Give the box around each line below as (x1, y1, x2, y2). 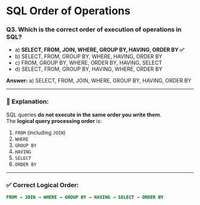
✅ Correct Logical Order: (6, 181, 79, 189)
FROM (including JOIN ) (14, 129, 66, 136)
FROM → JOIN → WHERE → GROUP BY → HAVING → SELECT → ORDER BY (6, 194, 164, 200)
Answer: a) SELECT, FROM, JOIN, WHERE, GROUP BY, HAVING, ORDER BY (6, 77, 192, 84)
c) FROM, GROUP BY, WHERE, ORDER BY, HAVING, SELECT (14, 59, 162, 67)
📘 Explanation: (6, 97, 49, 106)
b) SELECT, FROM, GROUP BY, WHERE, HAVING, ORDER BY (14, 53, 162, 60)
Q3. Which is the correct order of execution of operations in (6, 26, 182, 34)
